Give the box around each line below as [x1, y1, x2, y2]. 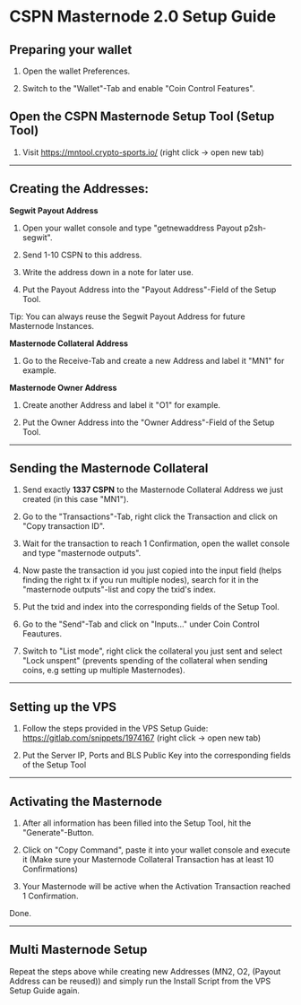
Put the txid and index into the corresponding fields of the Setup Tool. [21, 602, 279, 612]
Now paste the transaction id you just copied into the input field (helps [21, 565, 282, 576]
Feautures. [21, 628, 63, 639]
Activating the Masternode [9, 793, 163, 809]
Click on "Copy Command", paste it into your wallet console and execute [21, 845, 291, 855]
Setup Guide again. [9, 984, 81, 996]
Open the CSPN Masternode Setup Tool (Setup [9, 109, 275, 125]
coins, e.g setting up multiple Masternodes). [21, 665, 185, 676]
